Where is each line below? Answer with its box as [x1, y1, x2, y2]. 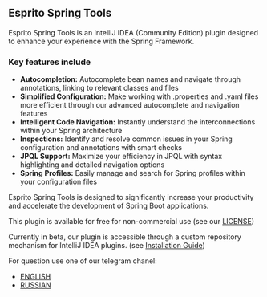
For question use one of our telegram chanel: [8, 256, 158, 266]
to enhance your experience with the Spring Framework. [8, 36, 195, 46]
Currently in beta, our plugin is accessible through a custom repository [8, 232, 242, 242]
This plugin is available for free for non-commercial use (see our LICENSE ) [8, 217, 255, 226]
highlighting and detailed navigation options [19, 160, 165, 169]
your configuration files [19, 177, 98, 187]
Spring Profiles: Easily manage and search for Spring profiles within [19, 169, 246, 178]
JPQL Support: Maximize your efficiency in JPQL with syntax [19, 152, 223, 161]
